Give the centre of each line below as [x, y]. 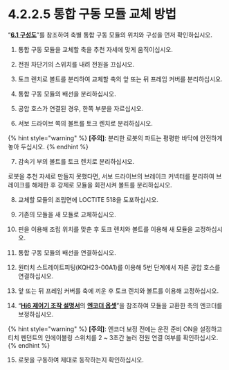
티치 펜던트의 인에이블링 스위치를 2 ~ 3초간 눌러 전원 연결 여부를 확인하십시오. [113, 337]
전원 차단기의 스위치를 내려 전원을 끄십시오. [76, 64]
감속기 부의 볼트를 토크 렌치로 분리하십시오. [76, 161]
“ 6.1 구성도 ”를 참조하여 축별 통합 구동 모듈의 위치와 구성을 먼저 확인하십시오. [110, 35]
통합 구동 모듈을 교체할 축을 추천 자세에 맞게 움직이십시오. [95, 49]
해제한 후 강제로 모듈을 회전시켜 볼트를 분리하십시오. [102, 185]
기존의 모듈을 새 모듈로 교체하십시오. [67, 214]
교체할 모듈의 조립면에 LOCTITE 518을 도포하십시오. [88, 199]
